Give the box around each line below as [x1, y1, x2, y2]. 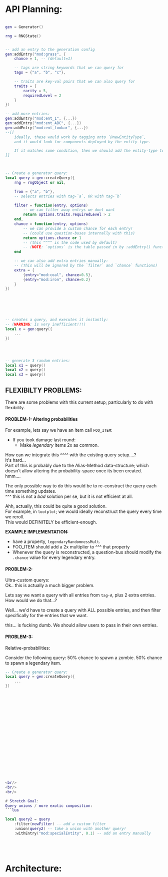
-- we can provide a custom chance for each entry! [23, 226, 133, 231]
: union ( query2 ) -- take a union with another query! [14, 826, 126, 831]
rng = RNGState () [5, 34, 41, 39]
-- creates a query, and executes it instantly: [5, 317, 108, 323]
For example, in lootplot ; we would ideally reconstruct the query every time [5, 508, 162, 514]
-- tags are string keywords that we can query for [14, 65, 124, 71]
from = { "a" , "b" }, [14, 189, 55, 194]
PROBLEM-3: [5, 634, 33, 640]
